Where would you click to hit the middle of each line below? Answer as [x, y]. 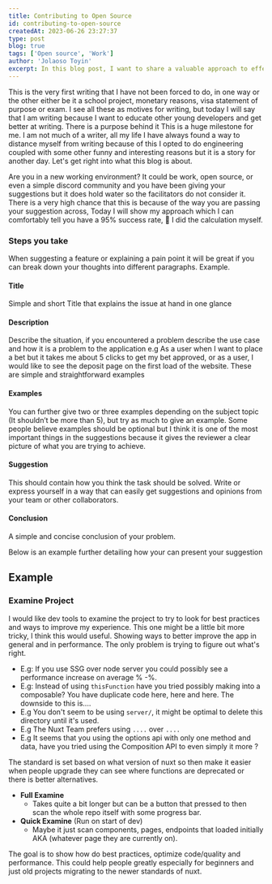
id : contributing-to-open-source [65, 24]
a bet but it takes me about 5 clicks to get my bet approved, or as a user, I [131, 357]
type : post [27, 39]
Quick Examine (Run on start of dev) [81, 821]
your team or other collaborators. [64, 499]
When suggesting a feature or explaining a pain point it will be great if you [132, 259]
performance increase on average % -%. [89, 677]
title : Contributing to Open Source [70, 16]
